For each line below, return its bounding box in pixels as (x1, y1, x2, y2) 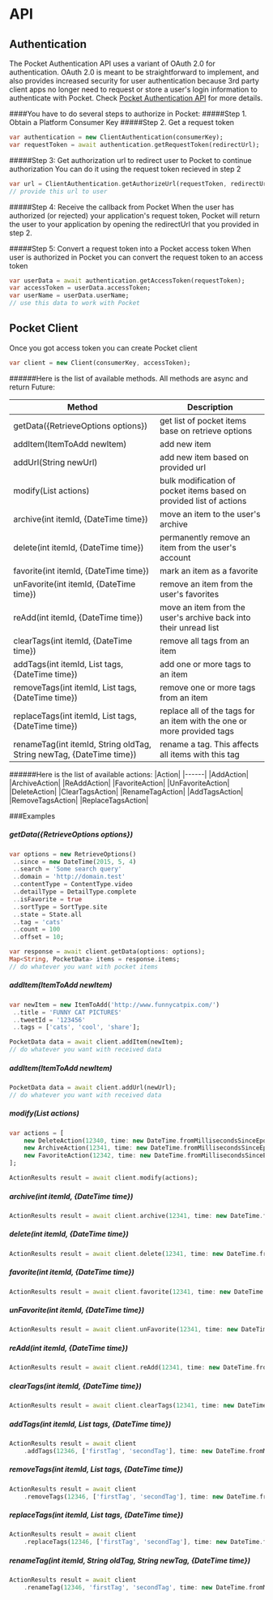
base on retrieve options (160, 425, 253, 437)
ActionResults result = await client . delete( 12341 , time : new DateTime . (9, 1249, 260, 1258)
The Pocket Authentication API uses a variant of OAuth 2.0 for (9, 58, 215, 68)
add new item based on (160, 451, 250, 462)
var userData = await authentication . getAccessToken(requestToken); (9, 277, 245, 285)
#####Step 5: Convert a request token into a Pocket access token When (9, 243, 252, 253)
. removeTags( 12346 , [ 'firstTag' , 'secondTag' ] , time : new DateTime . (23, 1492, 260, 1501)
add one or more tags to (160, 658, 252, 669)
